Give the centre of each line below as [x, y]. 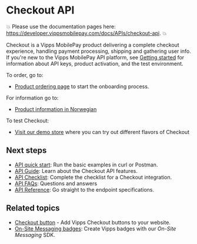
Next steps [26, 151]
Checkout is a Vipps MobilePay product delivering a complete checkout [93, 45]
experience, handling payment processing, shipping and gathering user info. [98, 51]
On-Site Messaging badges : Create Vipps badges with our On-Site [95, 228]
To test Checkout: [28, 121]
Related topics [33, 208]
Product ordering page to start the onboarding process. [82, 86]
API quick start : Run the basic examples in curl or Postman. [86, 165]
